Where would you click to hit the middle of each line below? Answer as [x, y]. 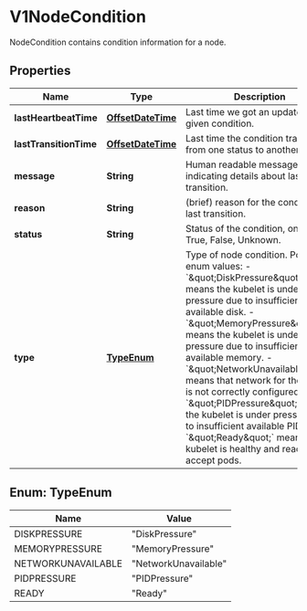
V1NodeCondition [78, 17]
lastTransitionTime [56, 143]
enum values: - [218, 266]
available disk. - [220, 311]
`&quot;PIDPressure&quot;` [243, 403]
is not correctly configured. [244, 392]
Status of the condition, [236, 228]
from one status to [225, 150]
